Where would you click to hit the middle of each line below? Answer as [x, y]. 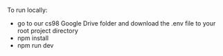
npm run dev [35, 45]
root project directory [47, 31]
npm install [33, 38]
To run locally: [27, 10]
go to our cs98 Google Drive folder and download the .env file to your [116, 23]
